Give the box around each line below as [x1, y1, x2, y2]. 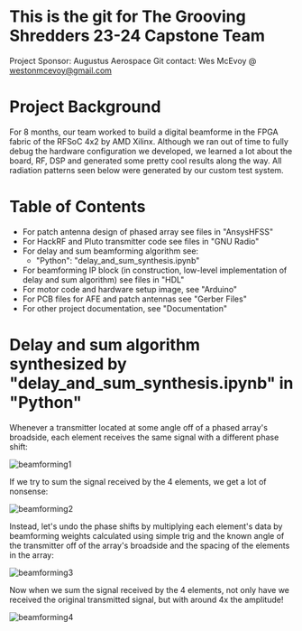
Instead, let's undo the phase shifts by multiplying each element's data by [9, 521, 283, 532]
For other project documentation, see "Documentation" [22, 302, 228, 313]
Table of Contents [9, 197, 146, 218]
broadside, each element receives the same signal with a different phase [9, 431, 279, 442]
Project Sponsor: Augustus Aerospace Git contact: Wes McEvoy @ [9, 55, 257, 66]
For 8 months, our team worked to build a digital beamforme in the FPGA [9, 126, 279, 137]
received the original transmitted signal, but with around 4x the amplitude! [9, 594, 284, 605]
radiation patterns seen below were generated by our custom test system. [9, 164, 284, 175]
